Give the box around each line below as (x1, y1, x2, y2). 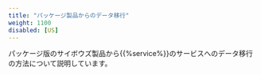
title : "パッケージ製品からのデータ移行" (8, 11, 130, 20)
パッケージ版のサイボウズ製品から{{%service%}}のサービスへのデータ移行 (8, 49, 253, 58)
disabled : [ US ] (8, 26, 59, 34)
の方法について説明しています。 (8, 58, 112, 68)
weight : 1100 (8, 19, 52, 27)
